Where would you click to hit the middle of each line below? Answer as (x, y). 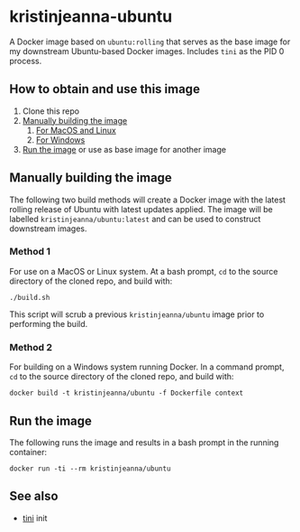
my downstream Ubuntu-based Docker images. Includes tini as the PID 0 (147, 51)
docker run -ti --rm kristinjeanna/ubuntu (90, 468)
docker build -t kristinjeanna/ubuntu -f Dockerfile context (127, 393)
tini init (35, 518)
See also (34, 496)
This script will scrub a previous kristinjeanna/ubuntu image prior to (137, 314)
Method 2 (31, 347)
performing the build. (49, 323)
